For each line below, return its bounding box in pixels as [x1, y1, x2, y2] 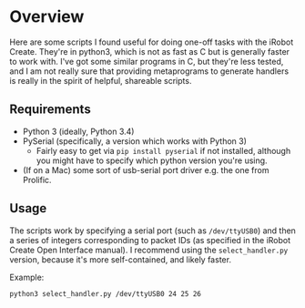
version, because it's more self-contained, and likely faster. [9, 253, 232, 265]
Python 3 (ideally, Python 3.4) [22, 126, 135, 137]
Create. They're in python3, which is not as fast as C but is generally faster [9, 46, 290, 56]
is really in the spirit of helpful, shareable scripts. [9, 75, 192, 86]
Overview [9, 6, 85, 27]
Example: [9, 272, 45, 282]
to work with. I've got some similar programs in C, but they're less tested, [9, 56, 284, 67]
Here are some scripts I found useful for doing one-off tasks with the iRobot [9, 36, 294, 47]
